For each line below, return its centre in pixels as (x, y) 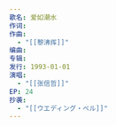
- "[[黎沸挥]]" (43, 42)
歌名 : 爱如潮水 (33, 17)
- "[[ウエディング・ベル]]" (62, 108)
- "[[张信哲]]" (43, 83)
